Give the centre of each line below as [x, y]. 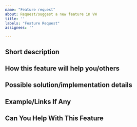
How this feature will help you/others [62, 68]
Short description [32, 52]
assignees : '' [20, 28]
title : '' [15, 19]
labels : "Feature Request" [32, 23]
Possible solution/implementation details [69, 85]
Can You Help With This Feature [54, 118]
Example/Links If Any [38, 101]
